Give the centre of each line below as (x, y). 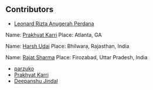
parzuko (24, 69)
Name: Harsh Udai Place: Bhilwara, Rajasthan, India (67, 46)
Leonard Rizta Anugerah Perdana (54, 23)
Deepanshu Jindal (36, 81)
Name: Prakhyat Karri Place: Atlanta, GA (54, 35)
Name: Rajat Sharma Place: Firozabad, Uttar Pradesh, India (76, 57)
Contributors (30, 10)
